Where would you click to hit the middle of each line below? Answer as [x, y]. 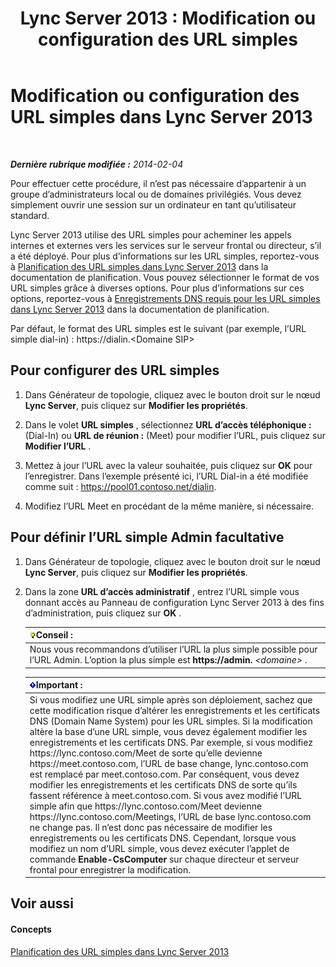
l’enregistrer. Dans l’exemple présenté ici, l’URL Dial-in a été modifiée [166, 476]
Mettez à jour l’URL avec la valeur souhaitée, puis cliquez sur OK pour [168, 465]
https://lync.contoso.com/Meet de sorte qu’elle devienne [146, 753]
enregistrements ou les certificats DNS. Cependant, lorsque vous [163, 838]
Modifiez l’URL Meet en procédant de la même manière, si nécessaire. [169, 506]
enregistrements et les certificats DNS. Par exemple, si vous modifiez [171, 742]
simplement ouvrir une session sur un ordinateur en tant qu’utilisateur [153, 204]
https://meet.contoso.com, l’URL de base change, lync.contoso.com [169, 763]
